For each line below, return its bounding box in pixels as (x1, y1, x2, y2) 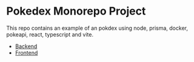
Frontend (15, 49, 38, 56)
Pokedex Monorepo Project (6, 4, 146, 18)
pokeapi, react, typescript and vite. (6, 30, 94, 38)
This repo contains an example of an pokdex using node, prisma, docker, (6, 24, 188, 32)
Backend (15, 43, 38, 50)
